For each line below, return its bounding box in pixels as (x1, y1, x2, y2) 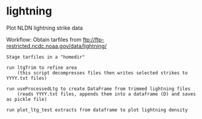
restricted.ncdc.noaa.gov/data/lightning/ (6, 42, 107, 50)
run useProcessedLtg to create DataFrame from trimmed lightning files (6, 86, 191, 92)
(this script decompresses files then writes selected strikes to (17, 69, 188, 76)
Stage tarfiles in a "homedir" (6, 54, 85, 60)
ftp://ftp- (82, 36, 105, 43)
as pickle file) (6, 96, 47, 102)
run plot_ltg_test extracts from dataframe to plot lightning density (6, 107, 188, 113)
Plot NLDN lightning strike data (6, 24, 83, 31)
